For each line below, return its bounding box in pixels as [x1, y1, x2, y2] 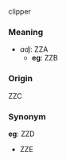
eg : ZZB [31, 53, 58, 63]
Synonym [8, 111, 46, 122]
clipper [8, 7, 32, 16]
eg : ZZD [8, 129, 35, 139]
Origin [8, 73, 33, 84]
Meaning [8, 26, 44, 37]
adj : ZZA [19, 45, 49, 54]
